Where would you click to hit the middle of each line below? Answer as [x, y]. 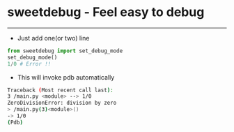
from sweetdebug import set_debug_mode [65, 51]
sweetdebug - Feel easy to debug [106, 12]
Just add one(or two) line [53, 38]
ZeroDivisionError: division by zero [62, 103]
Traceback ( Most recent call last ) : [60, 90]
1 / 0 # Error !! [29, 64]
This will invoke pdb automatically [66, 77]
